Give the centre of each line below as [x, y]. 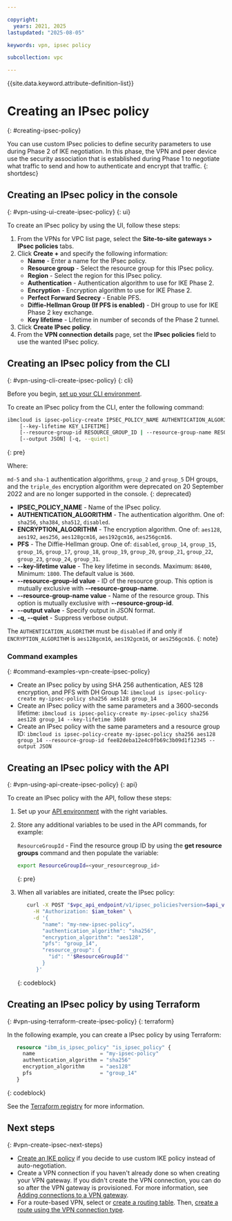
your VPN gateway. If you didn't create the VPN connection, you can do [119, 1180]
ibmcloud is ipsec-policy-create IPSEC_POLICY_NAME [83, 420]
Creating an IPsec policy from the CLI [89, 363]
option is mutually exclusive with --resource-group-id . [95, 603]
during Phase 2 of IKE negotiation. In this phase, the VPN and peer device [112, 151]
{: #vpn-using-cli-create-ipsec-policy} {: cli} [70, 380]
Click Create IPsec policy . [54, 327]
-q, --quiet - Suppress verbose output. [72, 618]
